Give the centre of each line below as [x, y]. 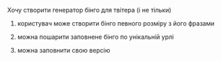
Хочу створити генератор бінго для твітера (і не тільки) [89, 10]
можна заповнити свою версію [64, 50]
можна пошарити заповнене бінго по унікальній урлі [96, 37]
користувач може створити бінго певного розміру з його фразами [116, 23]
